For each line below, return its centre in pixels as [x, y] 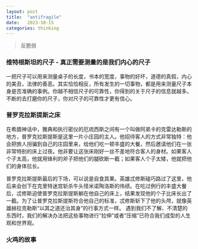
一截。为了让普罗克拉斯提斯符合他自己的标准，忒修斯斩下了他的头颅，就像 [96, 201]
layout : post [22, 12]
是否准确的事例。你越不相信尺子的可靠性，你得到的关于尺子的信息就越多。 [101, 91]
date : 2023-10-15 [30, 22]
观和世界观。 [22, 222]
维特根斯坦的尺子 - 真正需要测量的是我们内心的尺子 [78, 63]
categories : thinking [33, 28]
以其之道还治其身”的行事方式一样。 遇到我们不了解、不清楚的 [113, 208]
